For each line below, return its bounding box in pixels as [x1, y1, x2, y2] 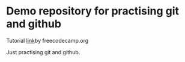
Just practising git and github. [6, 48, 80, 55]
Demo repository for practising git [6, 4, 179, 18]
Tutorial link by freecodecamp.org [6, 37, 89, 44]
